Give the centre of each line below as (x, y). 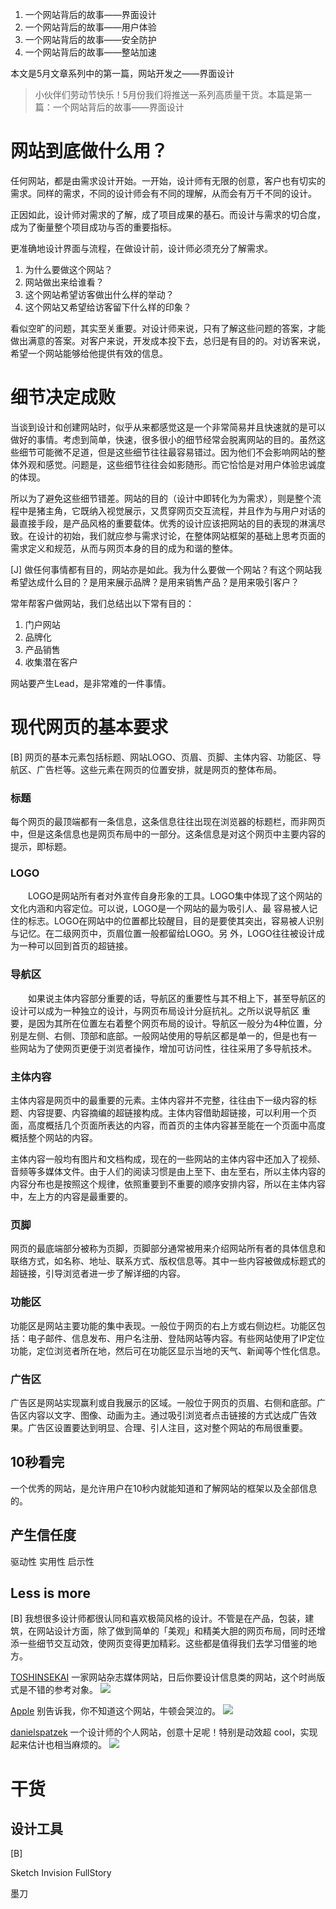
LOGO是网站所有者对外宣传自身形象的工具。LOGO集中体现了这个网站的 (175, 896)
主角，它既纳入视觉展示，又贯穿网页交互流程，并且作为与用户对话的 (185, 510)
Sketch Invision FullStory (61, 1873)
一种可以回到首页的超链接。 (75, 946)
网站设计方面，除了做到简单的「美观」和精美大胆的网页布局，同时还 (176, 1631)
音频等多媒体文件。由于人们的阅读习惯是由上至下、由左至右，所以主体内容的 (168, 1171)
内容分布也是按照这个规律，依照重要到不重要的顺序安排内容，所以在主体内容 (168, 1184)
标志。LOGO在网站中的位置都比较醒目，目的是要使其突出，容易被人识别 (176, 921)
